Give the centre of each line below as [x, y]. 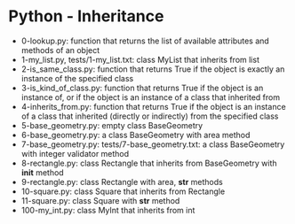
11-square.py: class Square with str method [100, 200]
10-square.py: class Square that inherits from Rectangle [123, 191]
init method [42, 172]
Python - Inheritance [86, 16]
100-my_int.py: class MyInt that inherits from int [108, 210]
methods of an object [60, 50]
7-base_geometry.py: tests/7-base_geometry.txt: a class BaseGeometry [153, 144]
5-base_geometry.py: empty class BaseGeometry [112, 125]
